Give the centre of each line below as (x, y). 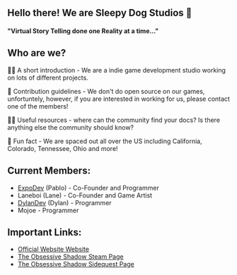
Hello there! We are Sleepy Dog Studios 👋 (100, 13)
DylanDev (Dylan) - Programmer (64, 202)
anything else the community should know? (71, 127)
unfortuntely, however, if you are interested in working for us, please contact (118, 99)
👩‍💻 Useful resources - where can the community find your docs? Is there (114, 120)
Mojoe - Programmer (48, 210)
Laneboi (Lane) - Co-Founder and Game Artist (85, 195)
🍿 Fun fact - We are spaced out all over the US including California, (105, 141)
